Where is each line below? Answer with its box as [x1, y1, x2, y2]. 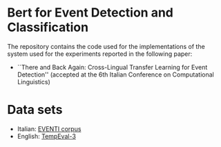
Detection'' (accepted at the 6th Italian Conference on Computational [17, 70, 214, 79]
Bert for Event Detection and [7, 5, 174, 21]
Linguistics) [17, 77, 50, 86]
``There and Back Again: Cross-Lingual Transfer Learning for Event [17, 63, 208, 71]
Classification [7, 19, 88, 35]
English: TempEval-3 [17, 132, 76, 140]
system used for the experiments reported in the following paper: [7, 50, 193, 58]
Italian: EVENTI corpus [17, 124, 81, 133]
